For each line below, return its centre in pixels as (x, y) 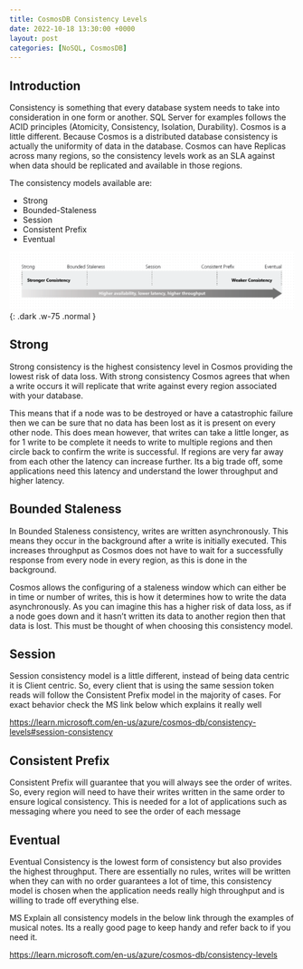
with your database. (47, 396)
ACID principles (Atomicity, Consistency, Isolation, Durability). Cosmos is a (148, 127)
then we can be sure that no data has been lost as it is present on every (142, 423)
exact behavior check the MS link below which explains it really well (136, 705)
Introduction (45, 86)
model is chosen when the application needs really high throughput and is (147, 891)
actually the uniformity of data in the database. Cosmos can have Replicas (148, 146)
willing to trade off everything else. (74, 900)
